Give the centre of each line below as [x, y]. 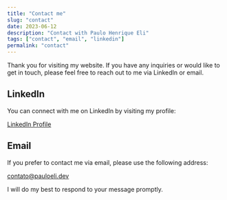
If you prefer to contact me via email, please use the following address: [108, 162]
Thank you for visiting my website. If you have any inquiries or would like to [113, 65]
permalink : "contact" [38, 46]
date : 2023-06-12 [32, 26]
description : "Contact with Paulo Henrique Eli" [78, 33]
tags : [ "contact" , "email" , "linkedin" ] [66, 39]
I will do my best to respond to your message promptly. [85, 189]
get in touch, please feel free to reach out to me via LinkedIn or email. [106, 72]
